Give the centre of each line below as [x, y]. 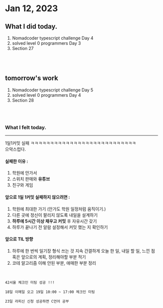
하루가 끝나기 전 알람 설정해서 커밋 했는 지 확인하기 [60, 227]
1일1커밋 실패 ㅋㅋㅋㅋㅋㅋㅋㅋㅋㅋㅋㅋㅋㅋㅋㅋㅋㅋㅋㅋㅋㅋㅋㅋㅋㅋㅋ [71, 143]
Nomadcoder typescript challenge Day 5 [53, 90]
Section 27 [23, 48]
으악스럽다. [16, 149]
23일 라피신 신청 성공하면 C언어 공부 [37, 301]
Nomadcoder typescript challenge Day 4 [53, 38]
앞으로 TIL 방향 [19, 239]
